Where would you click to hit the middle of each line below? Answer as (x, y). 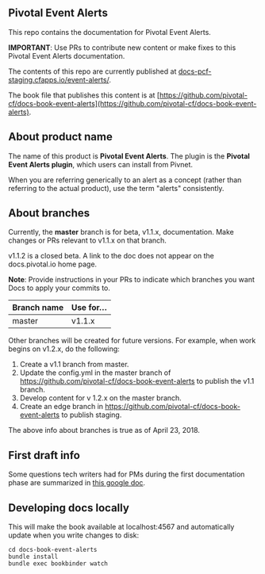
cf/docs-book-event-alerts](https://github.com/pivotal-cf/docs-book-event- (132, 103)
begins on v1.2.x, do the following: (64, 349)
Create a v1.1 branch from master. (74, 365)
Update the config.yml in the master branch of (95, 373)
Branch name (38, 308)
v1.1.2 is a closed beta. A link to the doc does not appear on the (111, 256)
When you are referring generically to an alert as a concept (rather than (125, 180)
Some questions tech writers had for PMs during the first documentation (127, 474)
